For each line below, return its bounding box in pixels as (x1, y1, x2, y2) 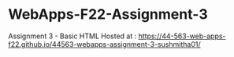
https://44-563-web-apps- (138, 31, 226, 41)
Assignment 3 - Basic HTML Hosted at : (8, 31, 137, 41)
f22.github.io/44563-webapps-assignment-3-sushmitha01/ (8, 39, 201, 48)
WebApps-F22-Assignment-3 (8, 5, 209, 23)
